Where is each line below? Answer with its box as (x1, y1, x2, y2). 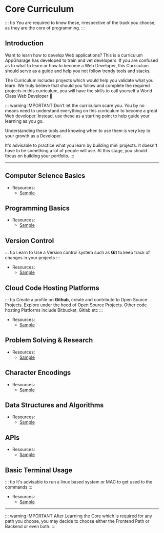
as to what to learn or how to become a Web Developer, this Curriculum (5, 62, 149, 68)
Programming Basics (5, 204, 70, 212)
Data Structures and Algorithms (5, 401, 104, 409)
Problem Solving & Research (5, 336, 93, 345)
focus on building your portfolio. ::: (5, 153, 75, 159)
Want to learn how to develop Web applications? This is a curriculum (5, 52, 143, 58)
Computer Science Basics (5, 172, 85, 180)
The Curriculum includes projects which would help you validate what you (5, 77, 154, 83)
